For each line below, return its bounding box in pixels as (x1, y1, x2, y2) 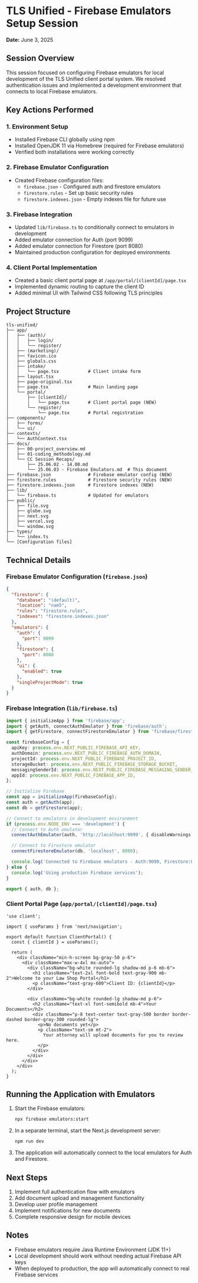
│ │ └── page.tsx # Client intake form (6, 369, 141, 375)
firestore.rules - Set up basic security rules (23, 189, 134, 196)
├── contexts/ (6, 431, 41, 437)
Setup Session (6, 17, 78, 30)
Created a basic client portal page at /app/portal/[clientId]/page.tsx (14, 277, 187, 284)
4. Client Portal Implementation (6, 263, 97, 271)
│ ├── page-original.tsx (6, 379, 72, 385)
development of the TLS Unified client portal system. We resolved (6, 75, 166, 82)
